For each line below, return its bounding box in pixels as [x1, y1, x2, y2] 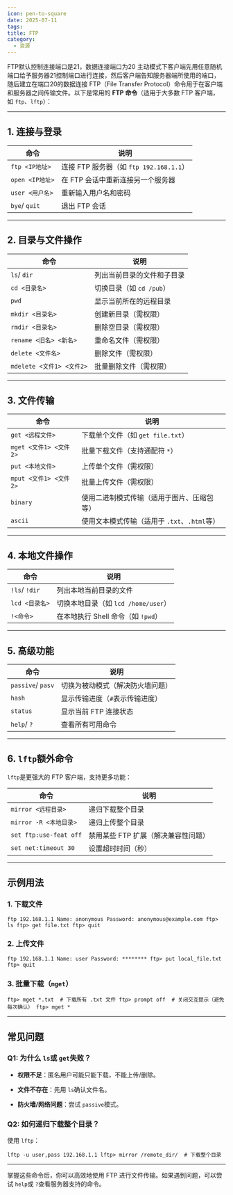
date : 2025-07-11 [7, 17, 58, 24]
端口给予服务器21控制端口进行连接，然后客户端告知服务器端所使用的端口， [7, 71, 221, 79]
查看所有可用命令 [61, 720, 117, 730]
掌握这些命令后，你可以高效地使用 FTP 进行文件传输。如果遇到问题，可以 [7, 1171, 217, 1180]
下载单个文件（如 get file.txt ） [81, 431, 189, 440]
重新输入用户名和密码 [61, 188, 131, 198]
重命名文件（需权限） [94, 335, 164, 345]
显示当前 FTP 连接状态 [61, 707, 134, 716]
